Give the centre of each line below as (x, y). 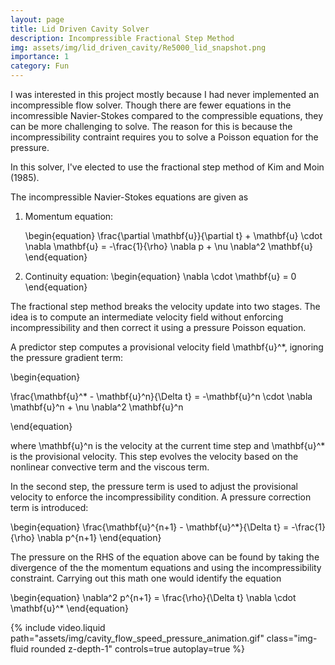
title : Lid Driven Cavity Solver (80, 29)
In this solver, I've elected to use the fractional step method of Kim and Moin (167, 167)
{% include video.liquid (58, 627)
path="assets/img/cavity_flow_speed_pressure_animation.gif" (137, 638)
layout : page (37, 19)
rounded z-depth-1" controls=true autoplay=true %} (137, 649)
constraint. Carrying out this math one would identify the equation (146, 578)
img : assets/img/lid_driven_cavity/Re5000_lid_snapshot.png (138, 47)
